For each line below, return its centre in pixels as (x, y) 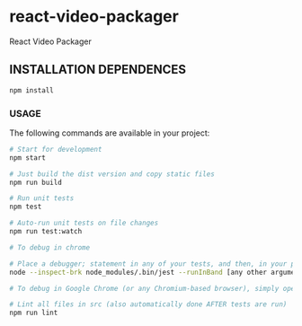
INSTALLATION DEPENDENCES (98, 70)
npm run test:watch (46, 232)
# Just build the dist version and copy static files (112, 174)
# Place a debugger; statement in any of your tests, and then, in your (148, 264)
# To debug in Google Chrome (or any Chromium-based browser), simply (144, 288)
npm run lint (34, 313)
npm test (26, 207)
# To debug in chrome (50, 247)
